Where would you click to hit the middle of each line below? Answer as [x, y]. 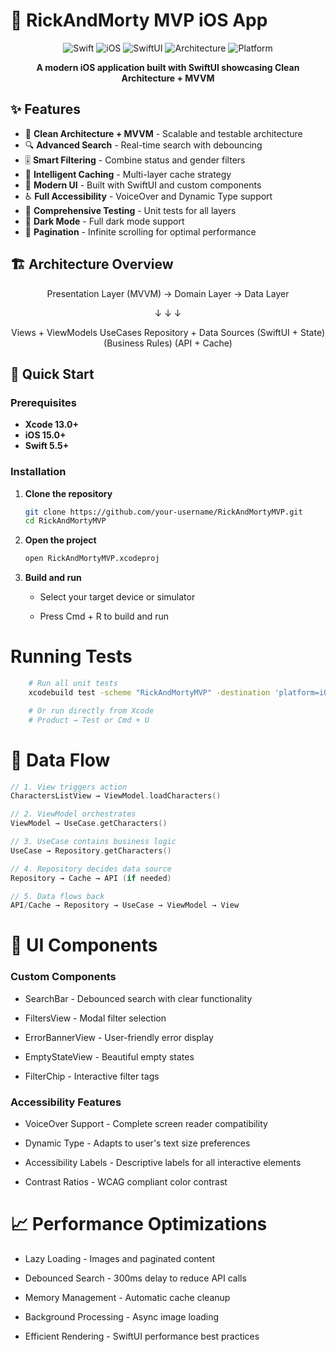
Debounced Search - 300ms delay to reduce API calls [135, 1278]
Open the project [60, 540]
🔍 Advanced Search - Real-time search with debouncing [143, 145]
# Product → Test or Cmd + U [89, 720]
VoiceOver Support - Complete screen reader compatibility [146, 1124]
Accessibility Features [66, 1102]
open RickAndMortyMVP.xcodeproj [92, 559]
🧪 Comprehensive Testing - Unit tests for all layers [130, 210]
